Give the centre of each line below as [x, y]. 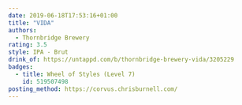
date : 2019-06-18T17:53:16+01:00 [63, 15]
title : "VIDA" [32, 23]
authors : [22, 30]
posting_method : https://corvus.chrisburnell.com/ [93, 89]
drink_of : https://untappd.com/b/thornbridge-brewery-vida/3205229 [121, 60]
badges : [21, 67]
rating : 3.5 [28, 45]
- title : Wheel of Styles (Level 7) [75, 74]
